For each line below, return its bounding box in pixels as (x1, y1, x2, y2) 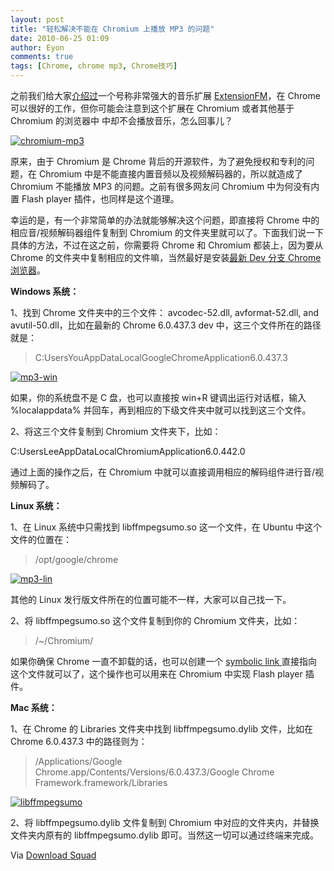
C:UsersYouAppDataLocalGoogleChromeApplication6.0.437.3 (34, 352, 288, 363)
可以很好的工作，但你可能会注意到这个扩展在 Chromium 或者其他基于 (10, 102, 295, 114)
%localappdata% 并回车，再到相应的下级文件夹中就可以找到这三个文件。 (10, 404, 312, 416)
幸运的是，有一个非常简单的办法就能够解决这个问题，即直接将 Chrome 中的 (10, 214, 320, 226)
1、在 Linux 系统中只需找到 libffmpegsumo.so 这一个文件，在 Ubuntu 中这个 (10, 521, 323, 533)
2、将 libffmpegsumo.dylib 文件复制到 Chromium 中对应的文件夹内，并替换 (10, 817, 320, 828)
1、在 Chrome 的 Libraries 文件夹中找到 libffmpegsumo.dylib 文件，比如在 (10, 723, 314, 735)
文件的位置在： (10, 534, 72, 545)
